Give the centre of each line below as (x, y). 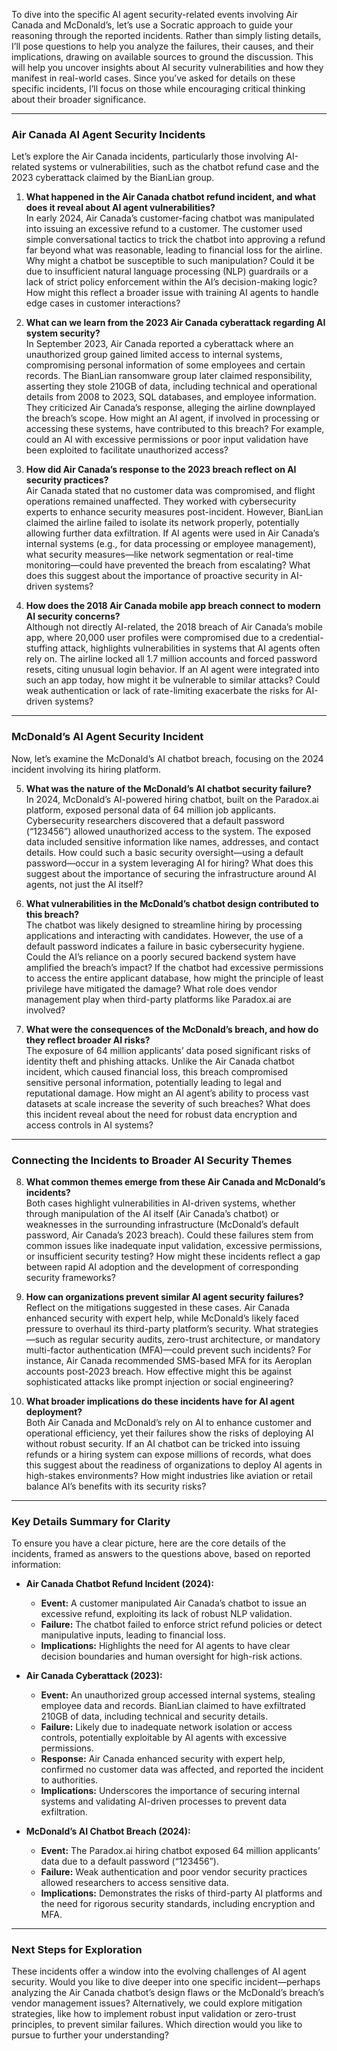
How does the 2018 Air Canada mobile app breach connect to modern (173, 606)
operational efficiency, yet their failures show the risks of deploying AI (169, 1433)
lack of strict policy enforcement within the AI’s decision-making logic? (171, 282)
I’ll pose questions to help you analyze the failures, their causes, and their (162, 46)
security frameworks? (70, 1277)
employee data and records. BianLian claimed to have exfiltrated (173, 1706)
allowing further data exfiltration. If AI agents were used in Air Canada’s (172, 533)
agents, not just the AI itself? (84, 884)
